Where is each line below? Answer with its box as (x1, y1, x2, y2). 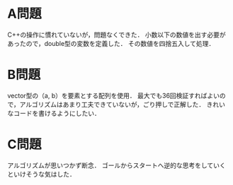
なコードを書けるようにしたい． (7, 109, 101, 117)
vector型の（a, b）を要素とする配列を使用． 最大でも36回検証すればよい (7, 91, 220, 100)
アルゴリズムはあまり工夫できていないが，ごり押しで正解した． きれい (19, 100, 225, 109)
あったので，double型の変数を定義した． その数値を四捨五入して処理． (7, 39, 215, 47)
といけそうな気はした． (7, 169, 76, 178)
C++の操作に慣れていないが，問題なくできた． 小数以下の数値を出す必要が (7, 30, 227, 39)
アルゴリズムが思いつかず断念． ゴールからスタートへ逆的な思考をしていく (7, 161, 227, 169)
